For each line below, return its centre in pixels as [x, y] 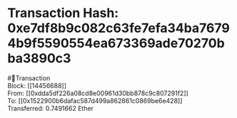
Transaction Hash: [63, 13]
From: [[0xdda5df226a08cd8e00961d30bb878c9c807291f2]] [98, 93]
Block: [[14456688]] [37, 85]
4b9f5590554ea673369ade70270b [116, 43]
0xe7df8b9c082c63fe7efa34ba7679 [118, 28]
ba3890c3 [39, 59]
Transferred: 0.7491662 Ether [51, 108]
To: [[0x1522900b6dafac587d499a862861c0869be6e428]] [95, 100]
